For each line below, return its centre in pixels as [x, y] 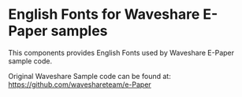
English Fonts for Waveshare [104, 14]
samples [79, 31]
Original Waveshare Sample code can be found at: [89, 76]
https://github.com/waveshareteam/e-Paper [80, 84]
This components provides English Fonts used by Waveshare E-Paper [121, 52]
